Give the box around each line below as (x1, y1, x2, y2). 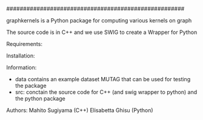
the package (15, 82, 47, 89)
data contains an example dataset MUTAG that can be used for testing (15, 76, 191, 82)
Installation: (6, 52, 35, 59)
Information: (6, 64, 37, 71)
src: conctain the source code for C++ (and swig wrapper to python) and (15, 88, 198, 96)
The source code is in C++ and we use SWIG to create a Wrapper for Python (6, 28, 198, 36)
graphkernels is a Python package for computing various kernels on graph (6, 17, 192, 24)
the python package (15, 95, 65, 102)
